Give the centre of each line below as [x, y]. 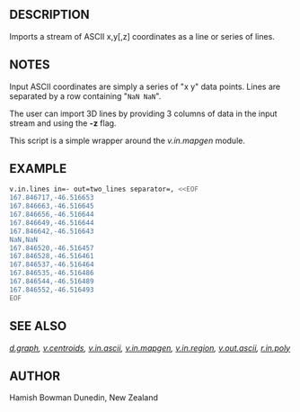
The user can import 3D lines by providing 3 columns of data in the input [143, 113]
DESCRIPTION [49, 15]
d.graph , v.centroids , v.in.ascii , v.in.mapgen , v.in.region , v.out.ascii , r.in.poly [150, 348]
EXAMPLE [38, 169]
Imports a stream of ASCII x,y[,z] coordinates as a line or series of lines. [142, 36]
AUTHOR [35, 376]
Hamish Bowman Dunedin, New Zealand [84, 398]
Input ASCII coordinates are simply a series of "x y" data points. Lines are [145, 86]
